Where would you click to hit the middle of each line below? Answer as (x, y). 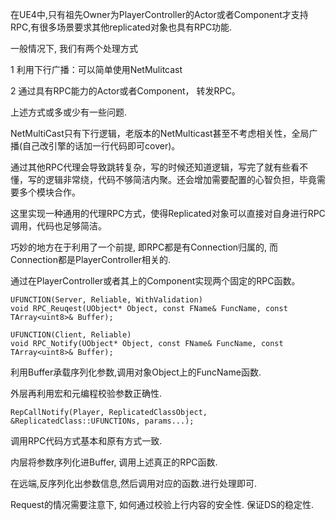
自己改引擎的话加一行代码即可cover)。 (101, 146)
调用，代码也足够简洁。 (58, 226)
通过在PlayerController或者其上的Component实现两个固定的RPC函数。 (155, 281)
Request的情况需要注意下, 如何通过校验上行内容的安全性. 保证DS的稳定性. (162, 504)
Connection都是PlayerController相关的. (91, 259)
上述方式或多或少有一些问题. (69, 112)
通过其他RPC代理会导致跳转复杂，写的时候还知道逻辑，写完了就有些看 (155, 167)
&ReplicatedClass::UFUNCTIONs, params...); (102, 421)
